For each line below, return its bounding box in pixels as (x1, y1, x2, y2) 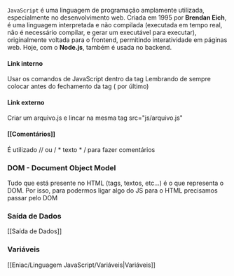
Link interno (7, 59, 43, 67)
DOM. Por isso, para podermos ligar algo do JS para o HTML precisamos (7, 186, 219, 195)
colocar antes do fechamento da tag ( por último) (7, 82, 149, 90)
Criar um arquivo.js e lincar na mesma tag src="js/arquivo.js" (7, 113, 184, 122)
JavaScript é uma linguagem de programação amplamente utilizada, (7, 6, 205, 14)
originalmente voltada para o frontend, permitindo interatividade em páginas (7, 36, 228, 44)
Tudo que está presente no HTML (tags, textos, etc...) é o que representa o (7, 179, 224, 187)
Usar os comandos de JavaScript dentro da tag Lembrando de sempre (7, 75, 212, 83)
